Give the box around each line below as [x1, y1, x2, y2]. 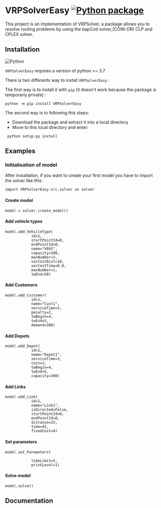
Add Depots [5, 333, 30, 339]
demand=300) [31, 323, 55, 328]
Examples [5, 147, 36, 155]
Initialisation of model [5, 162, 57, 168]
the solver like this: [5, 178, 43, 183]
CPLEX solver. [5, 31, 34, 37]
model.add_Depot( [5, 344, 40, 349]
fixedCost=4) [31, 429, 57, 434]
